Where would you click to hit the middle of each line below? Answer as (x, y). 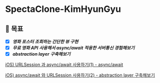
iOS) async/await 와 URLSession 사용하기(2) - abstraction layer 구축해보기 (80, 75)
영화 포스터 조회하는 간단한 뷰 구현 (45, 41)
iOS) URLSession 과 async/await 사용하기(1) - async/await (64, 65)
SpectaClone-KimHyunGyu (63, 9)
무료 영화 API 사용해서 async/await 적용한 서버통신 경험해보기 (73, 48)
